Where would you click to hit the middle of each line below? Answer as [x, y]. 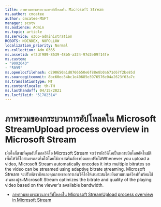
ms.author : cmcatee [25, 14]
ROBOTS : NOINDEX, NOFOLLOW [32, 41]
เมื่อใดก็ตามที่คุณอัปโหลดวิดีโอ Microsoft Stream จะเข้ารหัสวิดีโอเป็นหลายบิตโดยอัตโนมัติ [78, 153]
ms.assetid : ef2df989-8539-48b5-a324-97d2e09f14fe [57, 54]
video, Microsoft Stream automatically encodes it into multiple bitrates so [78, 164]
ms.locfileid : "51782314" [31, 95]
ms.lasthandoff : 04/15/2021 [33, 90]
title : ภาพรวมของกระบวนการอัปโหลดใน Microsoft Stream [54, 9]
